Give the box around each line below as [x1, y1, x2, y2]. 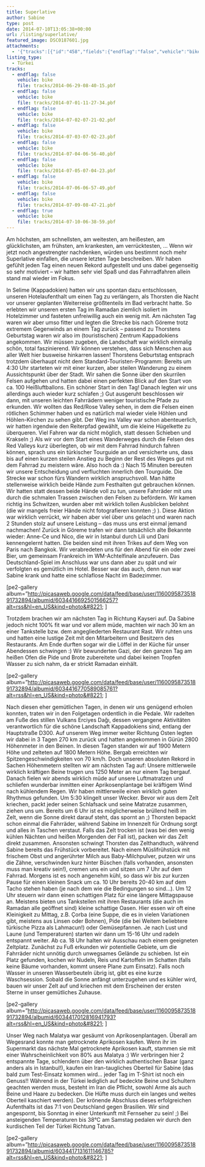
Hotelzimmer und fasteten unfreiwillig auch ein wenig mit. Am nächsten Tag [6, 313, 196, 319]
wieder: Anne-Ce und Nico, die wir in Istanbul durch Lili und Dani [6, 533, 170, 540]
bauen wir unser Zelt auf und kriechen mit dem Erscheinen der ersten [6, 982, 181, 989]
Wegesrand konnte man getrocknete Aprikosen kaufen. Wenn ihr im [6, 1038, 177, 1046]
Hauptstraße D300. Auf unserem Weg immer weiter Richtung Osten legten [6, 729, 193, 736]
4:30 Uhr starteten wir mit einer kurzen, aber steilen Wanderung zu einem [6, 364, 192, 371]
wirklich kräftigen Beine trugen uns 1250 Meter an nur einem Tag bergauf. [6, 768, 192, 775]
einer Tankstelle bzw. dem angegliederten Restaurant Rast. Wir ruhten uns [6, 628, 193, 635]
